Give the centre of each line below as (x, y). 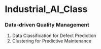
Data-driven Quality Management (47, 25)
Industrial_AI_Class (46, 9)
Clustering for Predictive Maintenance (52, 41)
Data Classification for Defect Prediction (54, 35)
